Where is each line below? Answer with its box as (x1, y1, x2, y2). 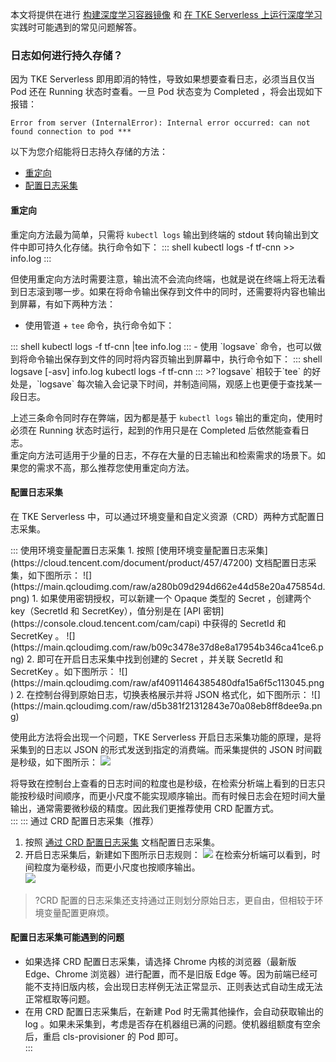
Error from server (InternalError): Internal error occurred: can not (10, 118, 311, 128)
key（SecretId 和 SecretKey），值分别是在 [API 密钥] (10, 604, 225, 617)
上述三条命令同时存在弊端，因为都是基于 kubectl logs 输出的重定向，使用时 (10, 411, 323, 423)
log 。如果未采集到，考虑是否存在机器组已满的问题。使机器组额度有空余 (24, 1018, 322, 1030)
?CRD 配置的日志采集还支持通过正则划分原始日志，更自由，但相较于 (34, 894, 315, 906)
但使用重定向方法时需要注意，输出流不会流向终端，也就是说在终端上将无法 (10, 273, 317, 285)
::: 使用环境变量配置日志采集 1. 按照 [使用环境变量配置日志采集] (10, 544, 268, 556)
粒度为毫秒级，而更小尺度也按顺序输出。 (33, 861, 201, 873)
